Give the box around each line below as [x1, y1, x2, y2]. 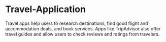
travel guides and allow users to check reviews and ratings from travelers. [5, 31, 160, 37]
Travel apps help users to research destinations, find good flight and [5, 20, 148, 26]
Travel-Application [5, 4, 86, 15]
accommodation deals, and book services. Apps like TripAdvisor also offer [5, 25, 161, 31]
